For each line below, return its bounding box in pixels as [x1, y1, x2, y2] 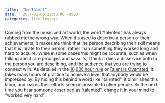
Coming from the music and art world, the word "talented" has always [5, 30, 146, 36]
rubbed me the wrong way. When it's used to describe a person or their [5, 35, 150, 41]
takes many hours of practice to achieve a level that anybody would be [5, 72, 148, 77]
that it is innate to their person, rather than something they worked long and [5, 45, 158, 51]
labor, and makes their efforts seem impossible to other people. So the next [5, 82, 158, 88]
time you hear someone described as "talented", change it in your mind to [5, 87, 155, 93]
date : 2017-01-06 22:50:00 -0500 [5, 12, 78, 17]
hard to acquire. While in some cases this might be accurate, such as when [5, 51, 157, 56]
